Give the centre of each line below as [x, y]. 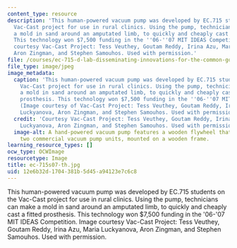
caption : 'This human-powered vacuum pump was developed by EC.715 [115, 79]
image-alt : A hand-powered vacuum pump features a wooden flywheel [115, 132]
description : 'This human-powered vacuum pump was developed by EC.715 [115, 20]
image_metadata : [31, 73]
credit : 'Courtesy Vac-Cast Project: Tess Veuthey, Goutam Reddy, [113, 119]
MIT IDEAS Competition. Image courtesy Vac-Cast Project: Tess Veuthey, [114, 222]
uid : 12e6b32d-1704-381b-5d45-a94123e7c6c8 [72, 171]
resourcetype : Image [38, 159]
